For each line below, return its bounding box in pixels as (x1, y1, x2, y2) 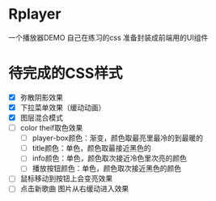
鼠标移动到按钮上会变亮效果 (19, 173, 113, 183)
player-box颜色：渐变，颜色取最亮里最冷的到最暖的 (32, 133, 204, 143)
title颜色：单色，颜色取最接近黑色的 (32, 143, 151, 153)
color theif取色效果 (19, 123, 83, 133)
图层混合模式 (19, 113, 63, 122)
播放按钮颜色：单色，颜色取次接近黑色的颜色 (32, 164, 182, 173)
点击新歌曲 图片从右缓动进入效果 (19, 184, 129, 194)
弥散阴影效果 (19, 92, 63, 102)
